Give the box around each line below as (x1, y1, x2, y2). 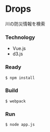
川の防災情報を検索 (5, 20, 45, 27)
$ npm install (5, 75, 35, 80)
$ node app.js (5, 122, 35, 127)
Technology (5, 34, 35, 41)
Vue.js (12, 46, 26, 52)
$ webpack (5, 98, 26, 104)
